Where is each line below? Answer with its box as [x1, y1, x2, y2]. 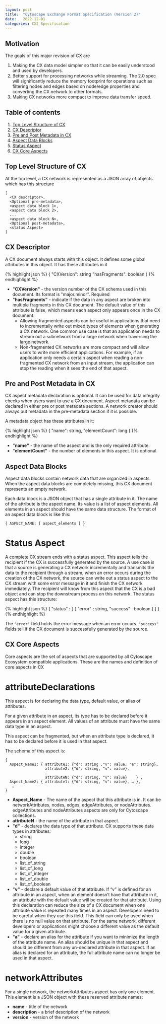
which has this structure [5, 181, 55, 187]
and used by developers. [12, 68, 63, 73]
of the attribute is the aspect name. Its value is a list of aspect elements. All [5, 501, 159, 507]
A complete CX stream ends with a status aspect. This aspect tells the [5, 554, 148, 560]
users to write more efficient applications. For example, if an [19, 349, 143, 355]
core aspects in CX [5, 664, 44, 670]
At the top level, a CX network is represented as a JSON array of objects [5, 175, 153, 181]
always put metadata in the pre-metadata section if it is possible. [5, 408, 137, 415]
